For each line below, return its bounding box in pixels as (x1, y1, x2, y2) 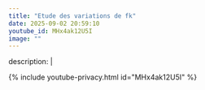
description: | (8, 57, 53, 66)
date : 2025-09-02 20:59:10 (8, 19, 100, 28)
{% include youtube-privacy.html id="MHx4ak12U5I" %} (8, 72, 198, 82)
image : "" (8, 34, 42, 43)
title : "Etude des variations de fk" (8, 11, 137, 20)
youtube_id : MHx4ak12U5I (8, 27, 93, 35)
